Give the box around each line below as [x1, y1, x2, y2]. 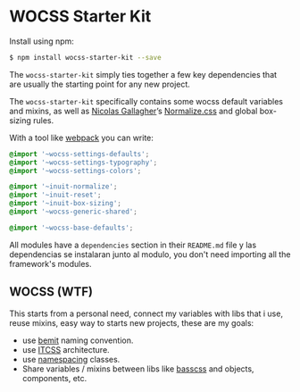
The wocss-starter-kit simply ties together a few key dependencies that [9, 69, 278, 79]
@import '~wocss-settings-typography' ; [9, 158, 158, 167]
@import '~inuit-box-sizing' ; [9, 199, 122, 208]
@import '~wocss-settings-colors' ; [9, 166, 142, 175]
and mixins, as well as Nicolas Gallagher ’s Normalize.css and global [9, 105, 258, 116]
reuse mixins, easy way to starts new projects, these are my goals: [9, 317, 254, 328]
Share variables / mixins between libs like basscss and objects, [21, 363, 254, 374]
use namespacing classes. [21, 354, 121, 364]
